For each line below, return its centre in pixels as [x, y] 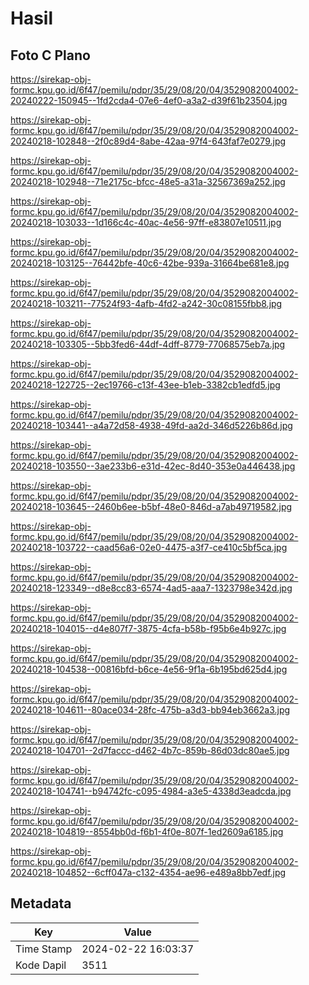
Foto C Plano [50, 55]
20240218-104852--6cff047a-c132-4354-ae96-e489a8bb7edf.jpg [148, 872]
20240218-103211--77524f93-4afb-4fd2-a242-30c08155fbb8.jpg [146, 303]
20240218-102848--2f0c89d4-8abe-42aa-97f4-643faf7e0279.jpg [148, 141]
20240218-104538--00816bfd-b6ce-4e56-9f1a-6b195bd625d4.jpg [149, 669]
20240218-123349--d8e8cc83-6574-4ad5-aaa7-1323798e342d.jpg [151, 588]
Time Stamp [44, 949]
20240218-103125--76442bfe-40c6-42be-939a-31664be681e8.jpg [150, 263]
